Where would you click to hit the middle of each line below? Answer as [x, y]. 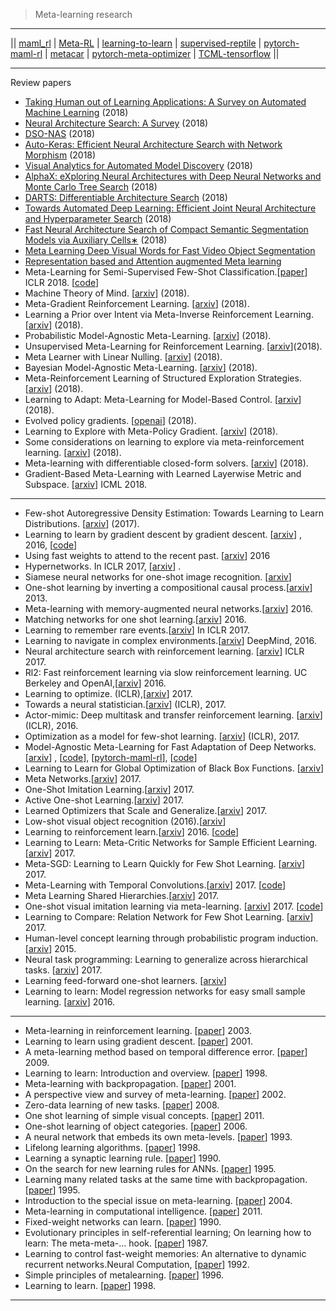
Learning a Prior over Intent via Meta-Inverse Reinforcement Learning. [169, 314]
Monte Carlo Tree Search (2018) [91, 187]
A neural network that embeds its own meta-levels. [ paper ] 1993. [158, 1137]
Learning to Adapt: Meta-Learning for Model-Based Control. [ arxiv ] [163, 399]
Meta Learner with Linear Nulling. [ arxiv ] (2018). [123, 357]
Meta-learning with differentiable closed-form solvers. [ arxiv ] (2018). [166, 463]
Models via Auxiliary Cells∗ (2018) [96, 240]
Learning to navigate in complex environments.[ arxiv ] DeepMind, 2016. [170, 640]
